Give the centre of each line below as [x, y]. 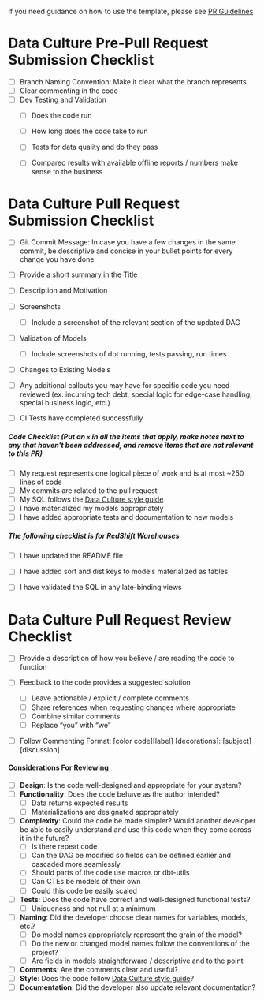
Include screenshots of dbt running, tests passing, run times [129, 353]
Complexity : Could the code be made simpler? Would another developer [138, 821]
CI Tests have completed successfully [81, 418]
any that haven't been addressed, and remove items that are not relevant [131, 445]
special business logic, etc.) [65, 402]
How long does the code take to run [89, 131]
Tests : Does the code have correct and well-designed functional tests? [135, 899]
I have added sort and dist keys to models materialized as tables [124, 572]
